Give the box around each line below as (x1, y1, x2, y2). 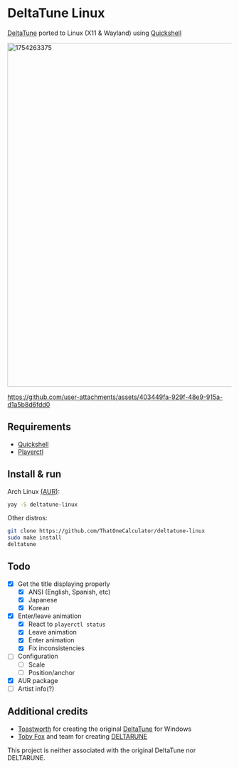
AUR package (17, 676, 58, 684)
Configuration (17, 652, 58, 661)
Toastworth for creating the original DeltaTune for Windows (17, 724, 192, 733)
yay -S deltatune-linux (7, 501, 78, 508)
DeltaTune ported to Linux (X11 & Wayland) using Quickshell (7, 29, 182, 37)
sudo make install (7, 534, 62, 542)
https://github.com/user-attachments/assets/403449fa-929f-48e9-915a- (7, 393, 223, 401)
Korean (28, 604, 50, 612)
